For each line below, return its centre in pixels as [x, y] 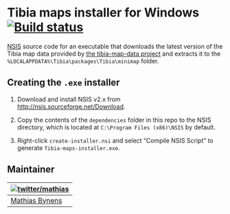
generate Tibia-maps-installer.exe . [68, 148]
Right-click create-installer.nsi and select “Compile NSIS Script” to [115, 140]
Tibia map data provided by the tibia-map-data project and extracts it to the [114, 54]
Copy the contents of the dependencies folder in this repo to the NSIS [114, 120]
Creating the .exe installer [64, 83]
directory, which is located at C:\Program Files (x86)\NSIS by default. [116, 127]
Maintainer [31, 170]
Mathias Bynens [36, 200]
